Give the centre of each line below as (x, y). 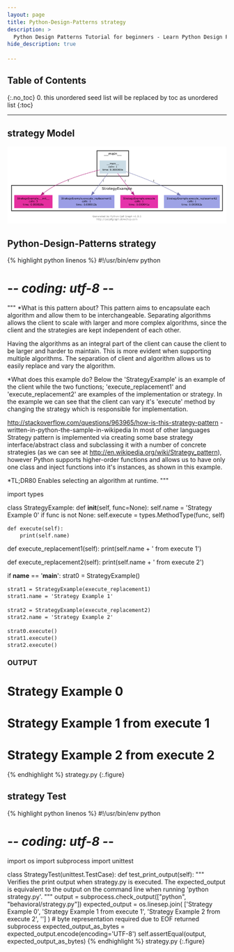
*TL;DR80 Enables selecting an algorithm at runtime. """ (88, 480)
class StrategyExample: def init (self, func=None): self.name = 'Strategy (110, 507)
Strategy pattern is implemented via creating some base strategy (100, 437)
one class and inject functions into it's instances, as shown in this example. (115, 467)
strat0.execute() (32, 631)
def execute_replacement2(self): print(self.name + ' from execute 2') (106, 562)
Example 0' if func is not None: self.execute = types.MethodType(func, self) (116, 515)
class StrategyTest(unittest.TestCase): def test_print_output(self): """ (106, 874)
